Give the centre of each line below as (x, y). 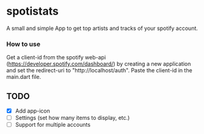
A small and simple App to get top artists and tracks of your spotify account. (102, 28)
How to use (24, 44)
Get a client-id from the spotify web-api (56, 58)
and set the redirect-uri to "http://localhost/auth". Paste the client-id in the (99, 70)
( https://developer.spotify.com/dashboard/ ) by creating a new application (99, 64)
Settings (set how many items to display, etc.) (72, 118)
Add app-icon (33, 111)
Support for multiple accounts (53, 125)
